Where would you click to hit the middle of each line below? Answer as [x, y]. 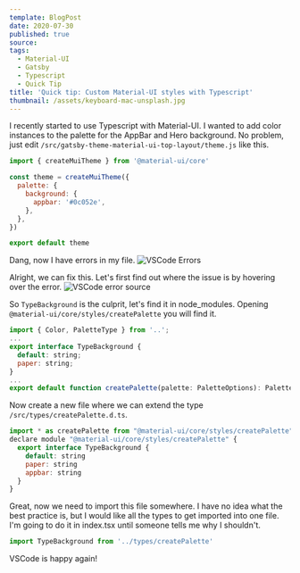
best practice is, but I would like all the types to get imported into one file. [144, 516]
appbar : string [54, 473]
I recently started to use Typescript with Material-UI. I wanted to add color [146, 126]
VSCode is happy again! [54, 559]
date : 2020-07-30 [42, 26]
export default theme [50, 243]
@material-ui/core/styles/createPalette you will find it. [113, 314]
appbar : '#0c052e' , [69, 202]
